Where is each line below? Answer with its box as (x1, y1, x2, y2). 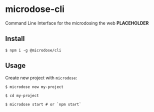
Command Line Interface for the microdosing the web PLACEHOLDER (5, 20, 149, 26)
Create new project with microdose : (5, 74, 77, 80)
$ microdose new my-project (5, 84, 64, 89)
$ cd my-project (5, 93, 39, 98)
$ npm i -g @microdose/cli (5, 47, 61, 53)
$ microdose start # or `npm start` (5, 101, 81, 107)
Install (5, 34, 25, 43)
